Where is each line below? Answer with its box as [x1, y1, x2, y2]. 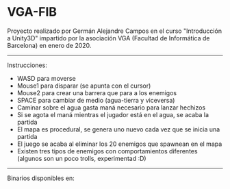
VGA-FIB [7, 4, 57, 20]
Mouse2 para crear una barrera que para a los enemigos [16, 88, 177, 97]
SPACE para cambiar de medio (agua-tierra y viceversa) [16, 96, 175, 104]
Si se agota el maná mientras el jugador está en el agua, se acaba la [16, 110, 209, 118]
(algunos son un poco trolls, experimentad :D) [16, 154, 146, 162]
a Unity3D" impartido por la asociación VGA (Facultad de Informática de [7, 34, 210, 42]
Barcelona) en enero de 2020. [7, 41, 92, 49]
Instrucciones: [7, 61, 48, 69]
